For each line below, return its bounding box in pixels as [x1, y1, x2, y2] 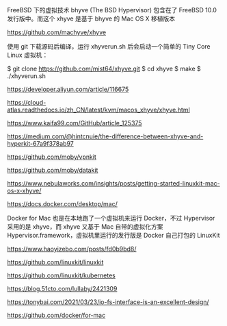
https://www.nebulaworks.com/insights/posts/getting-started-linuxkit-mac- [7, 179, 220, 187]
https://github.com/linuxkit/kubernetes [7, 271, 116, 279]
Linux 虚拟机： [7, 51, 49, 59]
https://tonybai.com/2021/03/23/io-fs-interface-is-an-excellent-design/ [7, 298, 210, 306]
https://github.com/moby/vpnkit [7, 153, 97, 161]
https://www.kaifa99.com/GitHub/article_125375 [7, 119, 142, 127]
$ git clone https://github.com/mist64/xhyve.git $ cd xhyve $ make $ [7, 64, 201, 73]
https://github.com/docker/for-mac [7, 311, 106, 319]
